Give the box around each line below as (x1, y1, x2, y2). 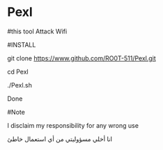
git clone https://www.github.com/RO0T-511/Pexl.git (7, 53, 157, 62)
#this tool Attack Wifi (7, 27, 68, 35)
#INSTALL (7, 40, 36, 49)
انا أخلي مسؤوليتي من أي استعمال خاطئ (7, 135, 113, 143)
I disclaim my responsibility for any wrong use (7, 121, 139, 129)
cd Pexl (7, 67, 29, 76)
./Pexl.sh (7, 81, 33, 89)
